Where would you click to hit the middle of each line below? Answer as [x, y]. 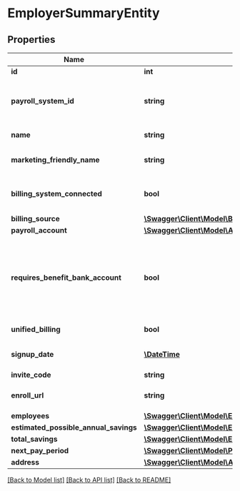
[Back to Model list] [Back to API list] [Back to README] [89, 480]
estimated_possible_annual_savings [74, 427]
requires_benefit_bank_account [66, 278]
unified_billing [36, 329]
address [25, 462]
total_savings [34, 439]
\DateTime [162, 354]
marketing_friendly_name [55, 160]
